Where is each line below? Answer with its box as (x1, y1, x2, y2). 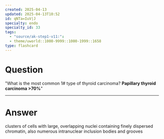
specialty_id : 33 (5, 25, 41, 30)
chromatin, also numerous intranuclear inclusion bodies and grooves (5, 128, 143, 134)
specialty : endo (5, 20, 38, 26)
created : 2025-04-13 (5, 7, 47, 12)
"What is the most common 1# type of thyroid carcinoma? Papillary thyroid (5, 80, 156, 86)
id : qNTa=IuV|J (5, 16, 36, 21)
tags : (5, 30, 16, 35)
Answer (5, 107, 38, 118)
